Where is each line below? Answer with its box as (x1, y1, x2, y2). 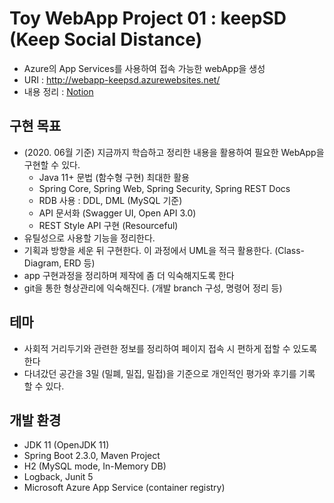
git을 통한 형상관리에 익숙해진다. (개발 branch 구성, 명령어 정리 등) (23, 282, 283, 294)
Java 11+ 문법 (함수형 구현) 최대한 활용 (38, 171, 190, 183)
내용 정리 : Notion (23, 85, 94, 97)
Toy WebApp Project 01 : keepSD (9, 7, 287, 30)
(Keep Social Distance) (9, 28, 203, 51)
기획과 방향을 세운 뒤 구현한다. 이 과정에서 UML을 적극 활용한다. (23, 244, 273, 256)
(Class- (274, 244, 306, 256)
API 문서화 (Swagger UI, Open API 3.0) (38, 207, 197, 219)
